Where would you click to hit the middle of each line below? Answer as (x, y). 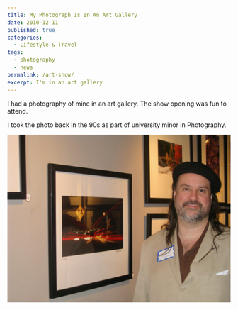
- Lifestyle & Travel (46, 45)
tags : (15, 52)
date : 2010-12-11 (33, 22)
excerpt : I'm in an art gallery (55, 82)
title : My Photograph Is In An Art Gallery (73, 15)
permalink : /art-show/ (41, 74)
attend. (18, 111)
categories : (25, 38)
